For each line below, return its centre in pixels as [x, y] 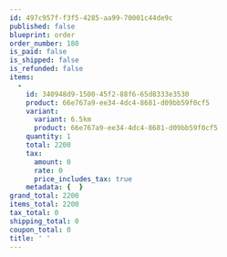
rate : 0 [48, 170]
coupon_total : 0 [40, 230]
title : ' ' [30, 238]
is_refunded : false [46, 69]
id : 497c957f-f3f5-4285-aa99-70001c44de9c [91, 18]
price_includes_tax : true [83, 179]
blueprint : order [42, 35]
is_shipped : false [44, 60]
